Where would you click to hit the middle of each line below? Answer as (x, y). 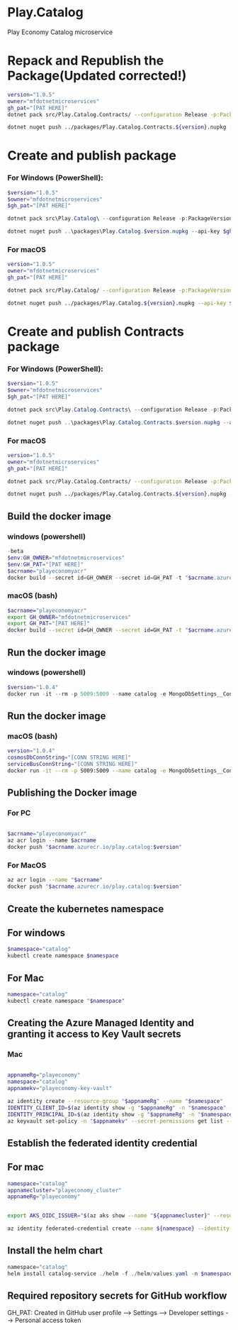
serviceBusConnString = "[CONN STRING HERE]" (73, 764)
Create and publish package (92, 156)
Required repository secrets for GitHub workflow (117, 1296)
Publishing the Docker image (72, 793)
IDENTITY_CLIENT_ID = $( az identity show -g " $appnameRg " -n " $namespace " (117, 1108)
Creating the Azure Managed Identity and (101, 1023)
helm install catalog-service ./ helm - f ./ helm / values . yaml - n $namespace (120, 1274)
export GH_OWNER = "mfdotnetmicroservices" (69, 617)
